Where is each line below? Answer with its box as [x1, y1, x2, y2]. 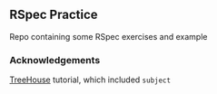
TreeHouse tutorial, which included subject [9, 74, 171, 85]
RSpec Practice [9, 7, 98, 23]
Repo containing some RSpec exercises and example [9, 31, 208, 42]
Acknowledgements [9, 53, 101, 66]
